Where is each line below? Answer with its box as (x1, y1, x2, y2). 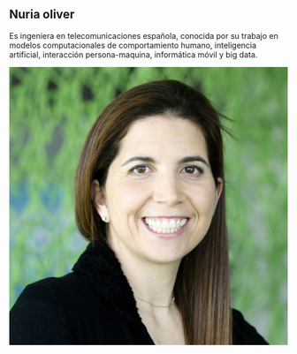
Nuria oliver (9, 7, 75, 22)
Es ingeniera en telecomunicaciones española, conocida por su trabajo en (9, 30, 278, 41)
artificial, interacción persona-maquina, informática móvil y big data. (9, 49, 258, 60)
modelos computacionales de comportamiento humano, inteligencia (9, 40, 257, 50)
